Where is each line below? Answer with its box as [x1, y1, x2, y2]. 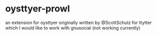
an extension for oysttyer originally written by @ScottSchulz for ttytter [5, 19, 152, 25]
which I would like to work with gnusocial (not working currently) [5, 24, 141, 30]
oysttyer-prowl [5, 3, 70, 14]
